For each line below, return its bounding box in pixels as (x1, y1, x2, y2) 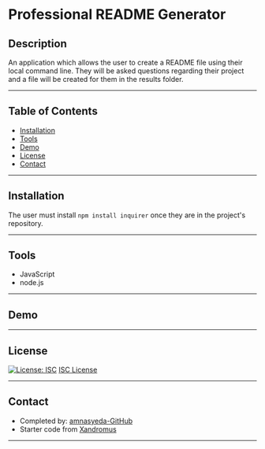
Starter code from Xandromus (19, 424, 117, 434)
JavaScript (19, 269, 55, 279)
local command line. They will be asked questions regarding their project (8, 66, 244, 76)
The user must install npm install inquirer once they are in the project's (8, 210, 246, 220)
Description (8, 37, 67, 50)
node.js (19, 278, 45, 288)
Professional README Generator (8, 6, 226, 24)
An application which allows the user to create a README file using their (8, 58, 243, 67)
